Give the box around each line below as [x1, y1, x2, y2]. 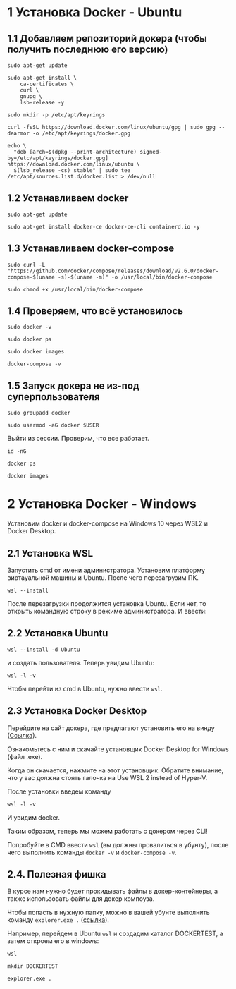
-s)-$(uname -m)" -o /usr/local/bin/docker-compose [57, 273, 213, 281]
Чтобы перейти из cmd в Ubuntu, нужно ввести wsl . [7, 684, 163, 693]
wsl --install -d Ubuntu [7, 646, 80, 653]
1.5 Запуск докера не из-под [7, 380, 139, 392]
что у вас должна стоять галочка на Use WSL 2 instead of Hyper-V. [7, 773, 208, 782]
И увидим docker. [7, 813, 61, 822]
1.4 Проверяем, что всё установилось [7, 305, 184, 317]
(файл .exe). [7, 752, 43, 760]
